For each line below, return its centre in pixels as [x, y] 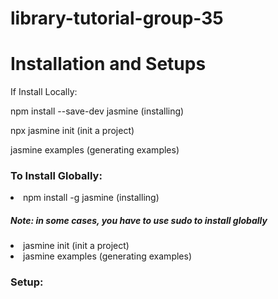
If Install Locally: [44, 92]
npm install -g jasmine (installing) [91, 198]
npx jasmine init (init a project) [72, 131]
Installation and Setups [108, 64]
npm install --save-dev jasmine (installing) [97, 111]
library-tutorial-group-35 [117, 18]
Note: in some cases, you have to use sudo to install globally [139, 221]
